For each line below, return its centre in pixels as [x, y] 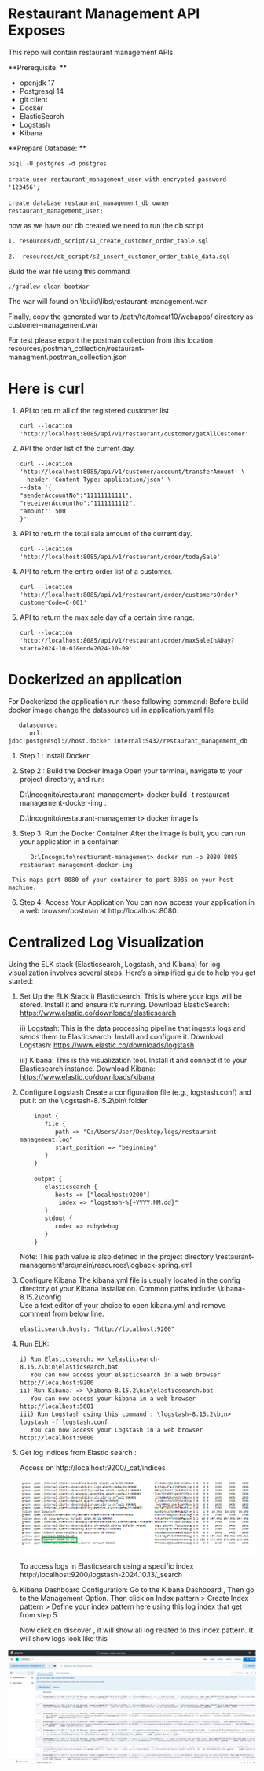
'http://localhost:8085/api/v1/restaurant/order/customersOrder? [128, 595]
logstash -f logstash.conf [64, 1422]
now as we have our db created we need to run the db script [106, 225]
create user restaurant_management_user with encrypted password [117, 179]
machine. [22, 887]
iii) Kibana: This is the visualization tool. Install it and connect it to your [133, 1060]
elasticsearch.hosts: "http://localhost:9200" [97, 1329]
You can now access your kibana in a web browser [113, 1399]
